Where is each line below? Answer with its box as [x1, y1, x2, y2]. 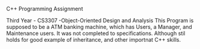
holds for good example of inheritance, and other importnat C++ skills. [6, 36, 181, 43]
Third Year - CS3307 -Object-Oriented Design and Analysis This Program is [6, 17, 194, 24]
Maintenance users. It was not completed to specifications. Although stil [6, 30, 186, 37]
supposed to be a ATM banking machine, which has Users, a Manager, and [6, 24, 193, 30]
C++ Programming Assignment [6, 5, 83, 12]
